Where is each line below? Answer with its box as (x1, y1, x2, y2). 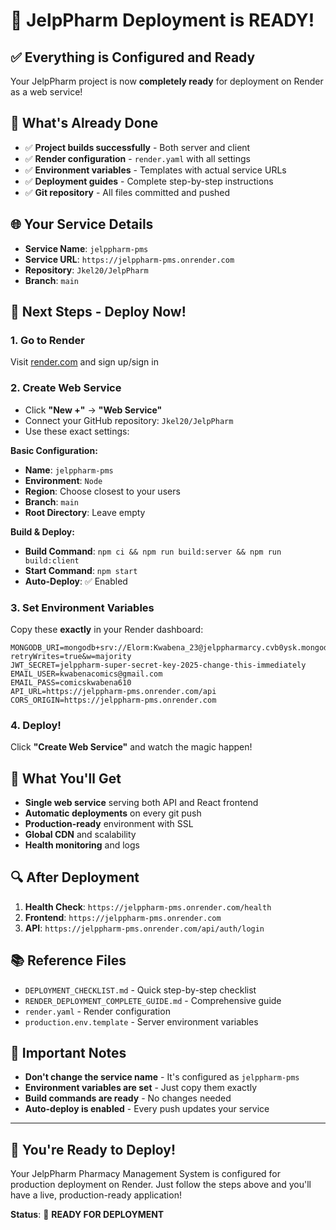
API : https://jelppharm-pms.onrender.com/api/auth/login (24, 922, 265, 934)
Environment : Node (24, 474, 103, 486)
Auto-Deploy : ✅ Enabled (24, 575, 128, 587)
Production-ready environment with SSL (24, 818, 194, 830)
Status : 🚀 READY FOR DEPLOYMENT (10, 1209, 165, 1221)
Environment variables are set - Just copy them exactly (24, 1082, 258, 1094)
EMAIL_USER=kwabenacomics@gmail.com (10, 669, 163, 679)
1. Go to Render (10, 333, 86, 347)
